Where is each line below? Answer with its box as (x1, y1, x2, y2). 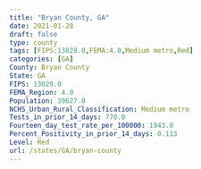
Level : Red (9, 138, 50, 147)
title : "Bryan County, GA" (9, 13, 110, 22)
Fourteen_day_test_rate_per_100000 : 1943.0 (9, 122, 174, 131)
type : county (9, 38, 58, 47)
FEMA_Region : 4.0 (9, 88, 74, 97)
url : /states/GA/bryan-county (9, 146, 122, 155)
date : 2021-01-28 (9, 21, 74, 30)
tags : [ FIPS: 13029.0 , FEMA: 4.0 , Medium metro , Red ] (9, 46, 194, 55)
